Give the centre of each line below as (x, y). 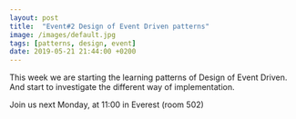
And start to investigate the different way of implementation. (122, 87)
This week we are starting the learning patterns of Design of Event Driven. (148, 77)
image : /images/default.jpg (63, 35)
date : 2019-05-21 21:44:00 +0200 (73, 52)
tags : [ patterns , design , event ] (73, 43)
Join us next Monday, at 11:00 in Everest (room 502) (107, 104)
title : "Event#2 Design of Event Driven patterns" (109, 26)
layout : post (34, 18)
